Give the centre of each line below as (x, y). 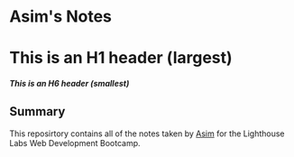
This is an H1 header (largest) (121, 58)
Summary (37, 111)
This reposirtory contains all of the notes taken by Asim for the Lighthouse (147, 134)
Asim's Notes (61, 17)
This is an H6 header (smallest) (69, 83)
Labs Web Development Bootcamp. (75, 143)
